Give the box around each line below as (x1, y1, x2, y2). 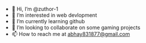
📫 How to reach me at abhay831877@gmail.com (11, 31, 130, 37)
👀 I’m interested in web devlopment (11, 12, 97, 19)
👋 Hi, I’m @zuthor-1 (11, 6, 59, 12)
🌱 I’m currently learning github (11, 18, 85, 24)
